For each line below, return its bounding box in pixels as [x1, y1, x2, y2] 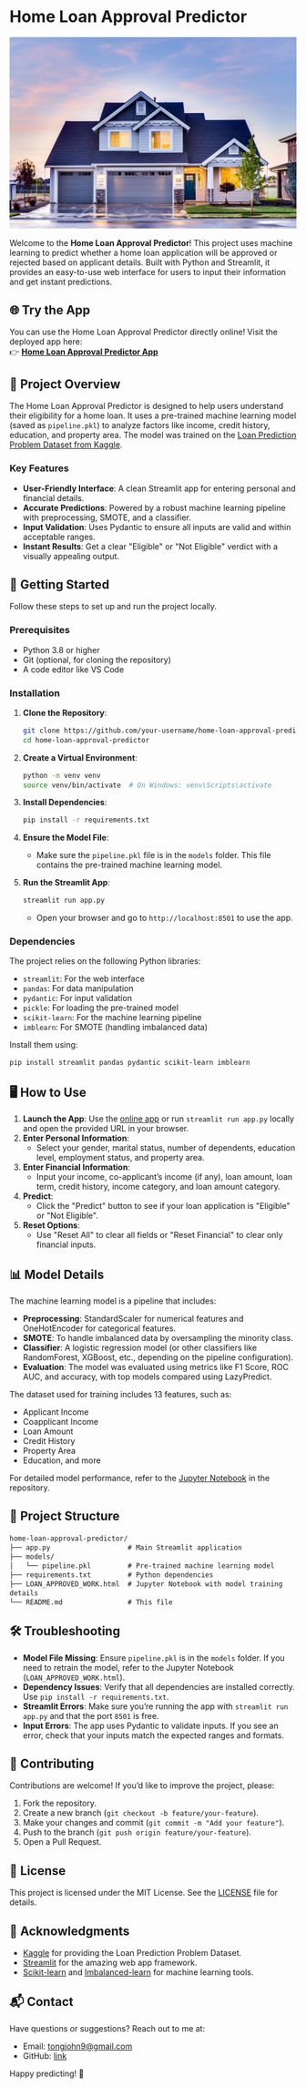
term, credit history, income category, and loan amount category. [36, 1182, 280, 1192]
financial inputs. [36, 1239, 97, 1250]
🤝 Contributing [9, 1756, 95, 1771]
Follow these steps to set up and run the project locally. [9, 601, 217, 612]
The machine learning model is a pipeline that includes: [9, 1295, 217, 1306]
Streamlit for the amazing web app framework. [22, 1957, 198, 1969]
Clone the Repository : [22, 707, 107, 718]
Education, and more [22, 1455, 102, 1466]
